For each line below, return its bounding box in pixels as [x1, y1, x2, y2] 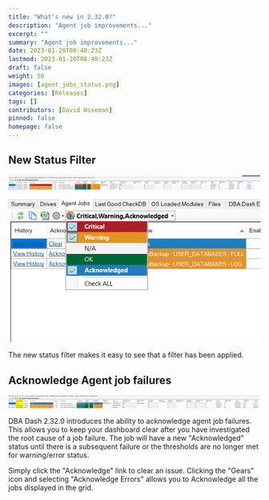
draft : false [8, 64, 52, 72]
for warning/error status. [8, 450, 90, 460]
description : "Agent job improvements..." [8, 21, 152, 30]
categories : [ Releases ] [8, 89, 88, 97]
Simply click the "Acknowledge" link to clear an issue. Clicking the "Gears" [8, 466, 255, 476]
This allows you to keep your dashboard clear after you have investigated [8, 425, 251, 434]
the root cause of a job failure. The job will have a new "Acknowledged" [8, 433, 244, 443]
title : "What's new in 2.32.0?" [8, 13, 116, 21]
